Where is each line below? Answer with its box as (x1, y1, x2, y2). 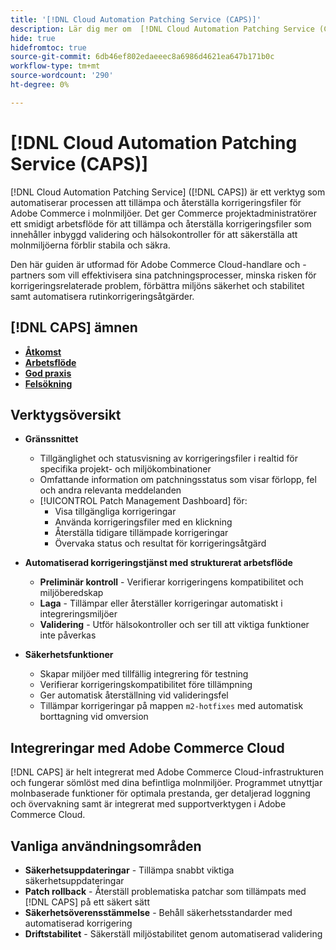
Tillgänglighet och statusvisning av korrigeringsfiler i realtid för (39, 452, 298, 465)
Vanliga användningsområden (10, 837, 202, 855)
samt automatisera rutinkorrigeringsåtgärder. (10, 290, 195, 302)
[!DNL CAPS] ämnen (10, 319, 138, 336)
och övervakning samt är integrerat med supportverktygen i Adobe (10, 798, 287, 810)
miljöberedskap (39, 587, 104, 599)
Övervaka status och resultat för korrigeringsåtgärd (54, 537, 267, 550)
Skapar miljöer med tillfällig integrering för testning (39, 668, 249, 680)
